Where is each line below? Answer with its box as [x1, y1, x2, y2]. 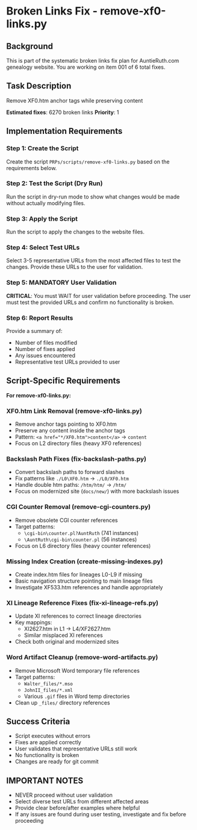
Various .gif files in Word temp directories [23, 692, 130, 700]
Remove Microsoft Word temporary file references [14, 667, 140, 674]
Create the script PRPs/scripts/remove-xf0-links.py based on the [6, 158, 170, 165]
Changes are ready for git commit [14, 758, 99, 765]
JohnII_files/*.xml [23, 687, 73, 693]
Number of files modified [14, 339, 77, 346]
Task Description [6, 81, 72, 91]
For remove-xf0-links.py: [6, 391, 71, 399]
